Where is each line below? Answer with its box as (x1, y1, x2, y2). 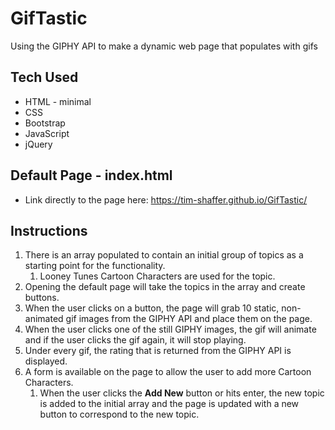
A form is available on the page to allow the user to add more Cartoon (24, 366, 312, 378)
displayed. (24, 355, 68, 367)
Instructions (10, 222, 88, 239)
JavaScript (24, 127, 70, 139)
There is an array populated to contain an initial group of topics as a (24, 249, 304, 261)
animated (24, 313, 64, 325)
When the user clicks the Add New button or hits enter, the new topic (39, 387, 325, 399)
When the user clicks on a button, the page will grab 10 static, (24, 302, 280, 314)
